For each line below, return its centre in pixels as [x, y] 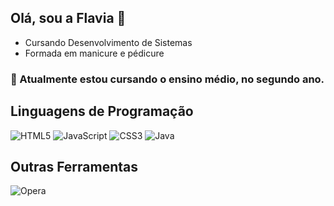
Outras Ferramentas [74, 166]
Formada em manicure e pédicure [94, 53]
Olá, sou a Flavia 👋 [68, 18]
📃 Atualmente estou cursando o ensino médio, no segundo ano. [167, 79]
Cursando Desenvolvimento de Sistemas [108, 42]
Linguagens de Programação [102, 111]
